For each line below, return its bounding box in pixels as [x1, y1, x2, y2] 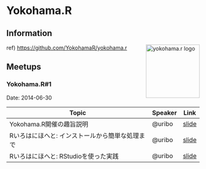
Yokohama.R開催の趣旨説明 [9, 120, 89, 128]
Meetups [6, 62, 42, 72]
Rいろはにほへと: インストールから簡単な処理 [9, 131, 139, 140]
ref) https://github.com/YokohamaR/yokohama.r [6, 44, 128, 51]
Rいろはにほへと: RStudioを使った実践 [9, 152, 119, 160]
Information [6, 28, 53, 38]
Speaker [152, 108, 177, 117]
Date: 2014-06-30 [6, 94, 52, 101]
